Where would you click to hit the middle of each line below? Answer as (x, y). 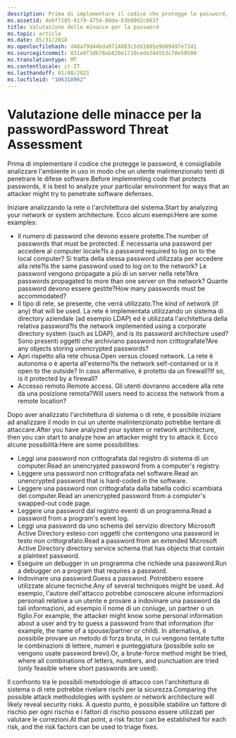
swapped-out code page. (54, 503)
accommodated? (42, 296)
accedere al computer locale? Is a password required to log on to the (117, 251)
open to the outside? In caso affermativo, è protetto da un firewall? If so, (121, 371)
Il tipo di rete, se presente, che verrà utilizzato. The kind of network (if (118, 303)
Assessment (45, 144)
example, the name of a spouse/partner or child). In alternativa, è (112, 631)
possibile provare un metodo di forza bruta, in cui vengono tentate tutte (121, 639)
